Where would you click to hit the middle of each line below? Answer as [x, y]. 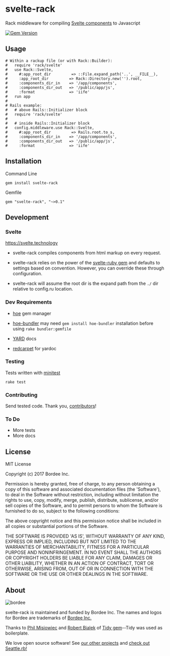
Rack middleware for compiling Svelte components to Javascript [73, 23]
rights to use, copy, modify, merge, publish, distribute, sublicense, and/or [82, 500]
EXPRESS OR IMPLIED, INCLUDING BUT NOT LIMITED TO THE [71, 542]
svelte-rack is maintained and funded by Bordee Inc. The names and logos [83, 613]
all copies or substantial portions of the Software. [57, 526]
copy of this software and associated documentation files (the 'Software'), [83, 489]
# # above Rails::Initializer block [46, 110]
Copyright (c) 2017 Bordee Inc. [37, 474]
